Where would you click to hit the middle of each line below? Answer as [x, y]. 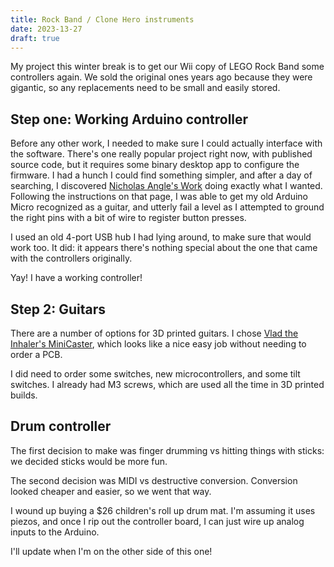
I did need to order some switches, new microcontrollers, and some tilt [155, 374]
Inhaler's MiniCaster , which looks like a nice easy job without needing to [158, 344]
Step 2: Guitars [58, 309]
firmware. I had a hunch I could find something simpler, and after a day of [161, 175]
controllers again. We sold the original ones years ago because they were [161, 77]
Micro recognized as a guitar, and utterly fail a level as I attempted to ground [167, 207]
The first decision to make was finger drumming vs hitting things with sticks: [167, 450]
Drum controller [61, 426]
